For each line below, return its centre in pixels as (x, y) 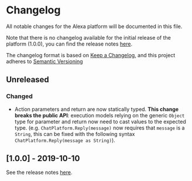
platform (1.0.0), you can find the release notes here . (69, 44)
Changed (20, 96)
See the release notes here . (39, 172)
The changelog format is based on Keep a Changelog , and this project (91, 55)
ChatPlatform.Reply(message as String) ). (65, 140)
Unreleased (28, 80)
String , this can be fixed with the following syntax (75, 134)
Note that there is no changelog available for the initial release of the (89, 37)
